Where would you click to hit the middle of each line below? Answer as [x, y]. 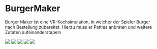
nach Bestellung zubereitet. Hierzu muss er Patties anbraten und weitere [78, 27]
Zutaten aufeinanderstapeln [33, 32]
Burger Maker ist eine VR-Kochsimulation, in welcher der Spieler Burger [78, 22]
